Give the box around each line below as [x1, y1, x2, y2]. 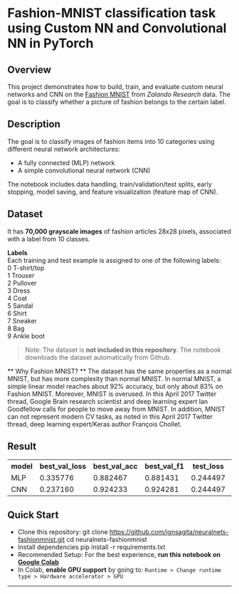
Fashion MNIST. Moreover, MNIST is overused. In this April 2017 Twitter [7, 390, 217, 398]
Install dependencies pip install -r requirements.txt [17, 543, 166, 551]
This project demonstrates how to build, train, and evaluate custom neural [7, 83, 224, 90]
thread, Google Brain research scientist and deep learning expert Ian [7, 397, 208, 405]
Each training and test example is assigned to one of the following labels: [7, 256, 221, 264]
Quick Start [7, 509, 59, 521]
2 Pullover [7, 278, 37, 287]
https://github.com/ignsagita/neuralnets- [109, 528, 229, 536]
